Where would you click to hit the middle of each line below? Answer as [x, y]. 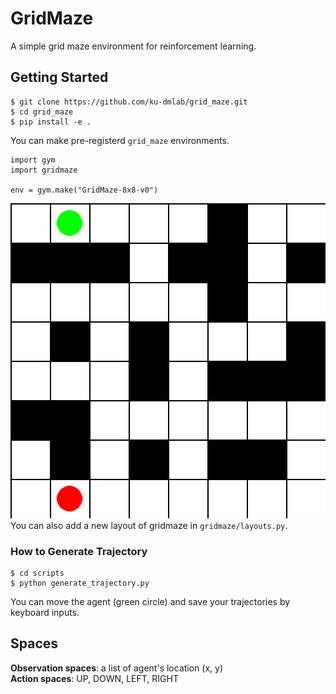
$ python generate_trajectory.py [80, 583]
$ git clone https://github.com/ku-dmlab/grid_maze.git [129, 102]
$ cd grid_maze [42, 112]
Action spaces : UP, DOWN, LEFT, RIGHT [94, 678]
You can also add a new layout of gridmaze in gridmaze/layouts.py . [149, 525]
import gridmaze [44, 170]
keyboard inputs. [45, 613]
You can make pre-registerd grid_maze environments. [120, 140]
